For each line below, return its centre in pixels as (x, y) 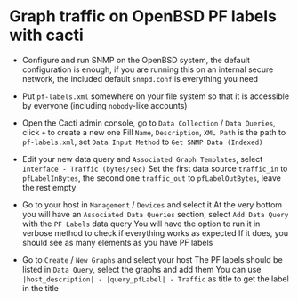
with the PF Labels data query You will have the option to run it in (141, 224)
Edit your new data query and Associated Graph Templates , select (142, 159)
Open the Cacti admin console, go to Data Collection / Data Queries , (149, 123)
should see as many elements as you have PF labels (117, 242)
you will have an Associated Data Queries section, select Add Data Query (155, 214)
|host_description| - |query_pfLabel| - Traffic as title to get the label (155, 279)
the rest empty (49, 187)
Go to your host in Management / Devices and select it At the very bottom (152, 204)
